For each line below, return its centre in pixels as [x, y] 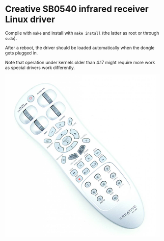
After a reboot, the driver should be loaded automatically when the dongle [80, 48]
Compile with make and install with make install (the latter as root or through [82, 33]
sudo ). [11, 38]
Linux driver [30, 19]
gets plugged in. [22, 53]
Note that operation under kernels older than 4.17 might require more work [80, 62]
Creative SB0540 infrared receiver [77, 9]
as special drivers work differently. [40, 68]
